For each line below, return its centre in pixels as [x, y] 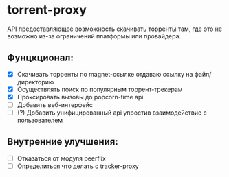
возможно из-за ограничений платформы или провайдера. [94, 36]
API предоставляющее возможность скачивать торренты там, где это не [115, 29]
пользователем [40, 120]
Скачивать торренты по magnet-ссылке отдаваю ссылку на [105, 74]
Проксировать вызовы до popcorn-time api [80, 97]
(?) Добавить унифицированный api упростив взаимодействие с [112, 113]
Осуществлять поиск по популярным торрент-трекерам [100, 89]
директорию [35, 82]
